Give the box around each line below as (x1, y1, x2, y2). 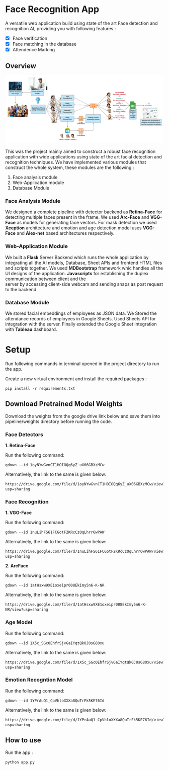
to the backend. (5, 286, 38, 292)
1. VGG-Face (5, 509, 32, 516)
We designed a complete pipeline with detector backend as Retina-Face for (5, 209, 162, 215)
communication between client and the (5, 276, 87, 282)
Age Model (5, 619, 33, 626)
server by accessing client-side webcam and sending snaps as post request (5, 281, 163, 287)
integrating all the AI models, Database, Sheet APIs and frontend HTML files (5, 260, 162, 266)
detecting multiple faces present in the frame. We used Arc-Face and (5, 214, 149, 220)
